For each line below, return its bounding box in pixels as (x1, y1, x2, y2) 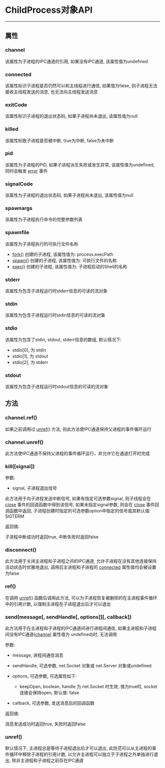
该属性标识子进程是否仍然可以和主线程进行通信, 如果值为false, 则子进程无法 (5, 82, 158, 88)
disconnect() (5, 547, 37, 554)
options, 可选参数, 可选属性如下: (12, 673, 77, 679)
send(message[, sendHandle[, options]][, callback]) (5, 613, 132, 620)
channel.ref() (5, 414, 38, 421)
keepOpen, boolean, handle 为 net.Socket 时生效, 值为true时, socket (19, 684, 158, 689)
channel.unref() (5, 439, 44, 446)
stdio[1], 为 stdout (12, 353, 48, 359)
